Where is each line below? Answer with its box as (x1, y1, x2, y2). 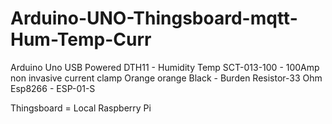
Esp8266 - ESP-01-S (10, 82, 96, 94)
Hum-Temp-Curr (10, 28, 152, 51)
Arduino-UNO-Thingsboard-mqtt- (10, 7, 298, 30)
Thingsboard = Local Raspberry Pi (10, 102, 152, 114)
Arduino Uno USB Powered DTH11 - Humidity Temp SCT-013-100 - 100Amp (10, 61, 320, 73)
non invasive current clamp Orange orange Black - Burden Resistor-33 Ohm (10, 72, 323, 84)
